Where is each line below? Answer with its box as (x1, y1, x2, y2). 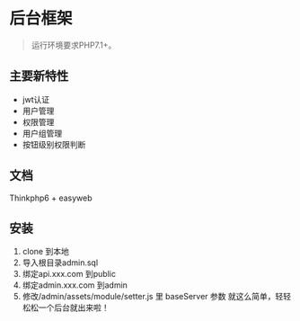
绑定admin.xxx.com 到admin (22, 280, 128, 290)
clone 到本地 (22, 246, 69, 257)
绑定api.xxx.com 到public (22, 269, 117, 280)
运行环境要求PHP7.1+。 (31, 40, 117, 50)
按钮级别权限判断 (22, 138, 86, 149)
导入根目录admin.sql (22, 257, 99, 268)
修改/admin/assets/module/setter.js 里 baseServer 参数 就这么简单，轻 (22, 291, 284, 302)
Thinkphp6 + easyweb (9, 192, 93, 203)
